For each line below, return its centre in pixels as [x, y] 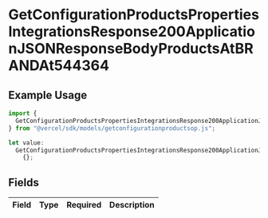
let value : [26, 143]
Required [84, 205]
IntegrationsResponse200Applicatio [132, 32]
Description [132, 205]
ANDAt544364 [59, 66]
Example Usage [48, 95]
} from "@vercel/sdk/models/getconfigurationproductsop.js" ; [112, 128]
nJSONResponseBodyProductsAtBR [131, 49]
